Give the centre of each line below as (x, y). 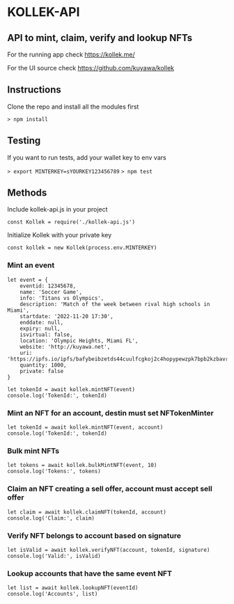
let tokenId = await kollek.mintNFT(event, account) (85, 428)
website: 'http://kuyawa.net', (65, 347)
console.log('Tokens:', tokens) (54, 471)
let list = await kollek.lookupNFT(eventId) (73, 588)
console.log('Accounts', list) (53, 594)
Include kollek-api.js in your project (57, 209)
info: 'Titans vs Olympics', (62, 298)
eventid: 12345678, (48, 286)
